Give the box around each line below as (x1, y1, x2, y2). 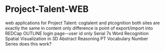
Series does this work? (5, 41, 52, 47)
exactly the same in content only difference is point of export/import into (5, 25, 153, 31)
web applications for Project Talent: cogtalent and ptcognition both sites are (5, 20, 160, 26)
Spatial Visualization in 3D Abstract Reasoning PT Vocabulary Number (5, 36, 149, 42)
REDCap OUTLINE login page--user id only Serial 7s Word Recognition (5, 30, 149, 36)
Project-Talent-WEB (5, 3, 89, 15)
